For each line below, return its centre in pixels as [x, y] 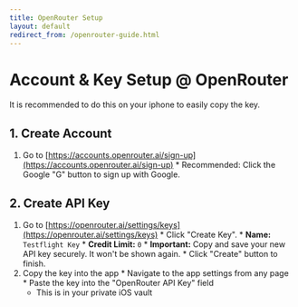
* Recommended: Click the [226, 165]
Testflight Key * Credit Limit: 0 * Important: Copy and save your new [154, 244]
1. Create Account [61, 133]
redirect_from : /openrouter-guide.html [85, 35]
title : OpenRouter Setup [56, 18]
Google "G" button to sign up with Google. [101, 174]
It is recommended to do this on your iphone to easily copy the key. [135, 104]
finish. [34, 263]
